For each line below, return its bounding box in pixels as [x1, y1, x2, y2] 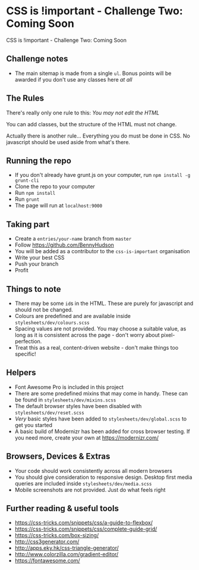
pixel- [160, 332, 175, 338]
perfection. [14, 338, 42, 345]
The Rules [6, 94, 45, 104]
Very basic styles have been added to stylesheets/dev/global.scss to [14, 415, 187, 422]
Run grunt [14, 195, 40, 203]
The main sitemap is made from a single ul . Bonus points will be [14, 70, 172, 77]
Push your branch [14, 260, 59, 267]
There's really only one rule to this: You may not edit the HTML [6, 109, 160, 116]
